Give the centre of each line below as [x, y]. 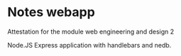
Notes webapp [51, 12]
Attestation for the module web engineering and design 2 [91, 31]
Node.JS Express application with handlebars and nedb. [89, 45]
